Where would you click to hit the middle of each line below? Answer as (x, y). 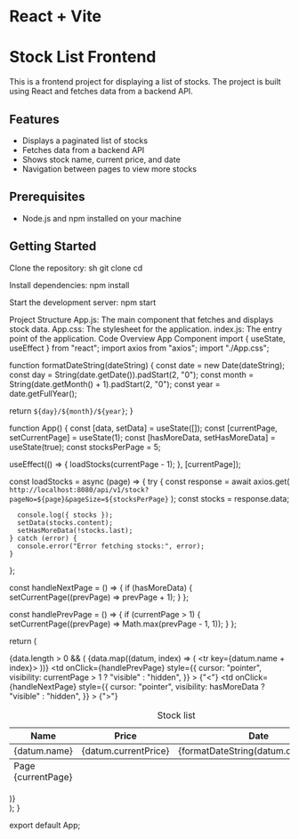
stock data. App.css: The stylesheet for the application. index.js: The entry (146, 329)
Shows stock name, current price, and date (101, 159)
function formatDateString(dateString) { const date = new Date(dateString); (147, 365)
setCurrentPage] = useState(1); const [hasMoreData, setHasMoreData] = (142, 437)
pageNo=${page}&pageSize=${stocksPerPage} (89, 499)
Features (34, 119)
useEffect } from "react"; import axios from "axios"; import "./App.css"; (139, 348)
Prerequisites (47, 197)
